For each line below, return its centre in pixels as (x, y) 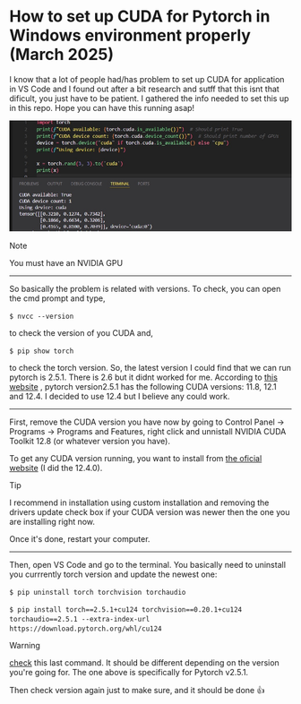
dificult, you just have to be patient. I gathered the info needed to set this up (149, 98)
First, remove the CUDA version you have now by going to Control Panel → (147, 422)
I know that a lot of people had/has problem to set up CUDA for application (147, 79)
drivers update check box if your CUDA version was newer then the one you (150, 512)
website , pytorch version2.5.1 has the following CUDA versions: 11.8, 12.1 (143, 387)
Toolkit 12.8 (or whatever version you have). (90, 442)
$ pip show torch (42, 351)
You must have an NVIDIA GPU (66, 263)
